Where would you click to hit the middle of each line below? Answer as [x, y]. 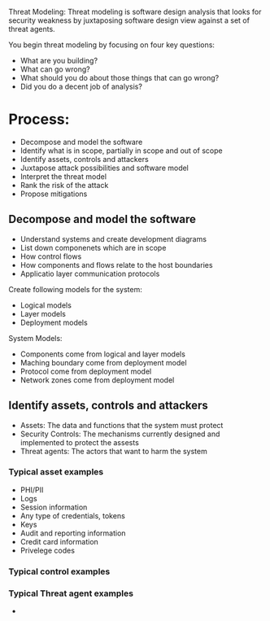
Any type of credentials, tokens [73, 515]
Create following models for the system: [75, 289]
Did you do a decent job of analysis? [81, 86]
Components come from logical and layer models [102, 354]
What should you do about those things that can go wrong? [120, 78]
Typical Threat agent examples [71, 593]
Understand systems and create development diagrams [113, 238]
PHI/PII [32, 490]
